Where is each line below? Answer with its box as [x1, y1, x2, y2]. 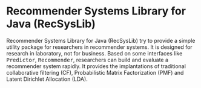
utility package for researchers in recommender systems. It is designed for [6, 43, 193, 51]
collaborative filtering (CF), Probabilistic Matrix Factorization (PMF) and [6, 69, 184, 76]
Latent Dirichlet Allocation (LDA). [6, 75, 88, 83]
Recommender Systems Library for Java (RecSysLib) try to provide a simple [6, 37, 196, 44]
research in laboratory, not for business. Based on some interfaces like [6, 49, 183, 57]
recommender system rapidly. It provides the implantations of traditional [6, 62, 186, 70]
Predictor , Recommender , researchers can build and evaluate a [6, 56, 168, 63]
